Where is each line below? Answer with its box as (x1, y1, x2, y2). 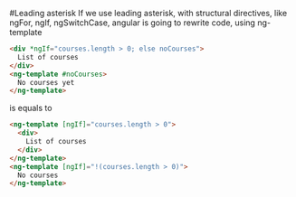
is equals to (9, 103, 53, 114)
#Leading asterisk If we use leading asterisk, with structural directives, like (9, 8, 288, 18)
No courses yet (17, 78, 75, 87)
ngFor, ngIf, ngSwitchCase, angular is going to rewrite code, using (9, 17, 256, 28)
